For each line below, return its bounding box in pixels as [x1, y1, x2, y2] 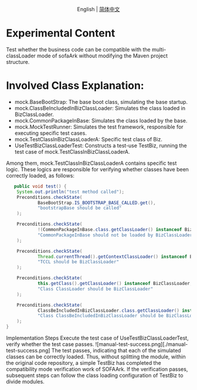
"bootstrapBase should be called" [37, 205, 122, 211]
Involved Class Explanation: [6, 79, 145, 93]
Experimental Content [6, 26, 116, 40]
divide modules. [6, 378, 45, 385]
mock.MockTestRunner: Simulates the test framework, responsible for [14, 123, 184, 130]
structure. [6, 58, 30, 65]
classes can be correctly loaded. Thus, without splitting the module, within [6, 353, 186, 360]
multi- [151, 46, 167, 53]
